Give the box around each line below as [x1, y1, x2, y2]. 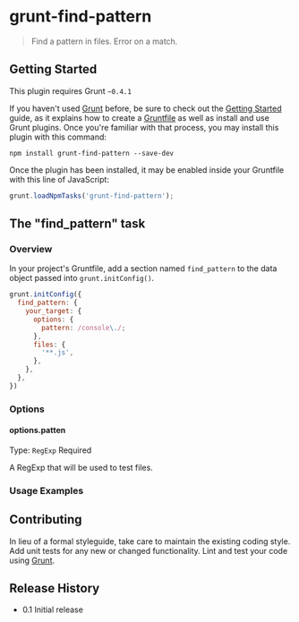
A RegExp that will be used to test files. [9, 462, 154, 473]
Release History [9, 581, 100, 596]
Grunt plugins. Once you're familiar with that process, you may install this [9, 122, 279, 132]
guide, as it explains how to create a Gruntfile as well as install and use [9, 112, 270, 123]
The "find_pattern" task [9, 217, 146, 232]
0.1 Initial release [21, 604, 83, 615]
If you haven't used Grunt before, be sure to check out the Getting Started [9, 103, 282, 114]
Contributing [9, 512, 82, 527]
